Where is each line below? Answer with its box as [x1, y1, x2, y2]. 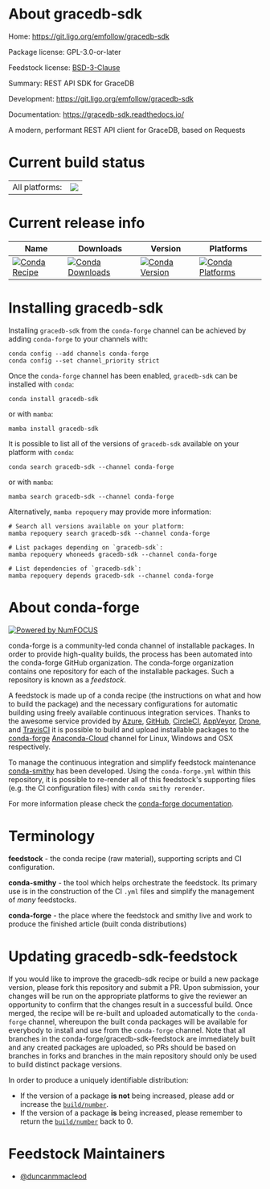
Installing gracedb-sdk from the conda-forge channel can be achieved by [8, 325, 247, 335]
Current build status [8, 154, 145, 172]
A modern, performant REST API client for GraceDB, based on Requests [8, 125, 246, 135]
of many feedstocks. [8, 895, 77, 905]
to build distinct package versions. [8, 1059, 122, 1069]
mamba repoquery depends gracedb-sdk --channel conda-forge [8, 571, 215, 580]
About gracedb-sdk [8, 5, 143, 23]
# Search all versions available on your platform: [8, 522, 185, 530]
